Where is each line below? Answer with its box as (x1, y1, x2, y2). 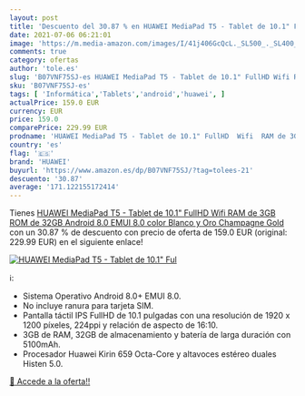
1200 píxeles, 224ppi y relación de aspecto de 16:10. (22, 320, 219, 330)
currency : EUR (9, 107, 64, 116)
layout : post (9, 13, 59, 23)
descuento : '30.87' (9, 174, 84, 183)
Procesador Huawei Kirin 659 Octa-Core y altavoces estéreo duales (22, 349, 277, 360)
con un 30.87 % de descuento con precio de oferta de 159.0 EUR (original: (9, 227, 288, 238)
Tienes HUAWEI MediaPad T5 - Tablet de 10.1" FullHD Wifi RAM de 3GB (9, 208, 276, 218)
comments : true (9, 47, 67, 56)
